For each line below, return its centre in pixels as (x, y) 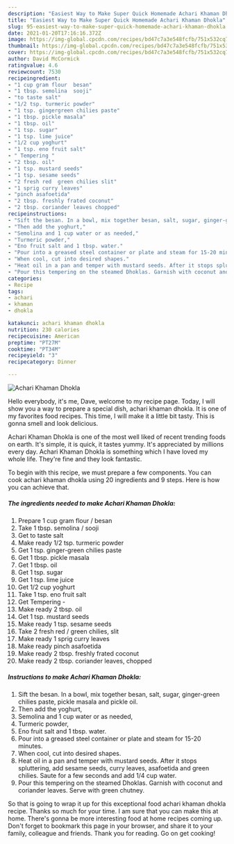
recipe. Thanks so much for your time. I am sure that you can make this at (113, 811)
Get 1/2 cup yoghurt (47, 587)
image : (17, 40)
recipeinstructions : (38, 214)
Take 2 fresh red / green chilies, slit (68, 631)
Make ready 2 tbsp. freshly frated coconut (78, 653)
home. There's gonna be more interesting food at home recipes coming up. (115, 818)
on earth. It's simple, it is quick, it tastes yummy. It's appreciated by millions (116, 444)
